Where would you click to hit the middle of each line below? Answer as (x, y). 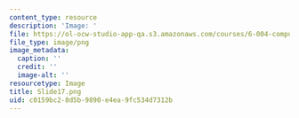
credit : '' (37, 67)
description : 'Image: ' (53, 26)
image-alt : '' (43, 75)
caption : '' (40, 59)
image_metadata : (39, 51)
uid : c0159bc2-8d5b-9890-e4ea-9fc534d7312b (91, 100)
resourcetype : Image (48, 83)
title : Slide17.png (45, 91)
